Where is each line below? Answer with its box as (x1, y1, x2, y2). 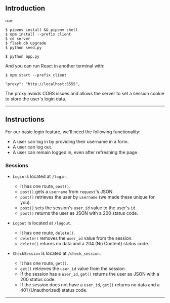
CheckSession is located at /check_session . (12, 250, 101, 256)
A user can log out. (12, 144, 53, 150)
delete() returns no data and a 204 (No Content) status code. (20, 240, 149, 246)
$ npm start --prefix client (5, 72, 67, 78)
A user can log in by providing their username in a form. (12, 138, 129, 144)
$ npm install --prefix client (5, 31, 71, 37)
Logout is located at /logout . (12, 220, 72, 226)
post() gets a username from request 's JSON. (20, 188, 114, 195)
